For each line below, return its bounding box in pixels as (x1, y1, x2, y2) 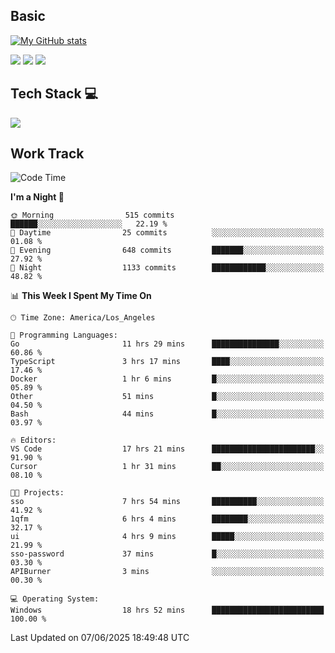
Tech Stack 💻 (10, 85, 99, 103)
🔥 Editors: (10, 435, 57, 446)
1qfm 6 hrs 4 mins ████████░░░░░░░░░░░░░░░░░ (10, 514, 325, 524)
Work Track (10, 145, 85, 163)
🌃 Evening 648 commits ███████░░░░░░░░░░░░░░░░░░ (10, 245, 325, 256)
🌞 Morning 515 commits (10, 210, 175, 221)
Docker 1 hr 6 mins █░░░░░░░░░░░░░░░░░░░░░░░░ (10, 374, 325, 384)
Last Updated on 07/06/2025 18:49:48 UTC (10, 632, 190, 644)
